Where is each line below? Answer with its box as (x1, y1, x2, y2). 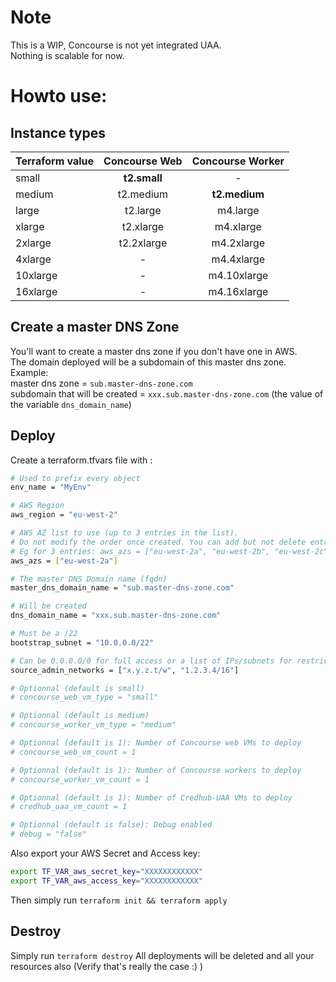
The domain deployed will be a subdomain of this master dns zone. (10, 356, 287, 368)
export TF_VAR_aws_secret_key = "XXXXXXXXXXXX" (10, 867, 203, 877)
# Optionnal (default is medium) (10, 711, 150, 721)
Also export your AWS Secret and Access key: (10, 847, 201, 860)
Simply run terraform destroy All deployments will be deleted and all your (10, 949, 315, 961)
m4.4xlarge (211, 252, 266, 266)
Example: (10, 366, 49, 378)
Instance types (10, 124, 106, 141)
